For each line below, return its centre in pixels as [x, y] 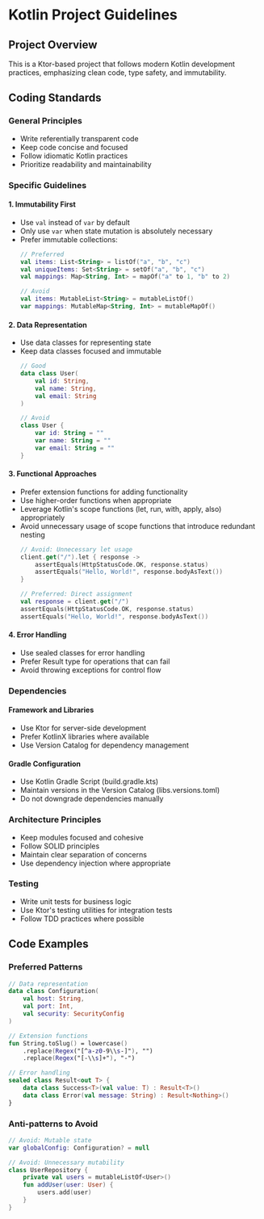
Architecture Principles [55, 819]
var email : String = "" [75, 448]
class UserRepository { [48, 1170]
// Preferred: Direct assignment [76, 594]
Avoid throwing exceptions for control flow [90, 670]
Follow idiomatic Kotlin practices [74, 156]
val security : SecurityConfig [74, 1014]
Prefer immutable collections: [69, 239]
